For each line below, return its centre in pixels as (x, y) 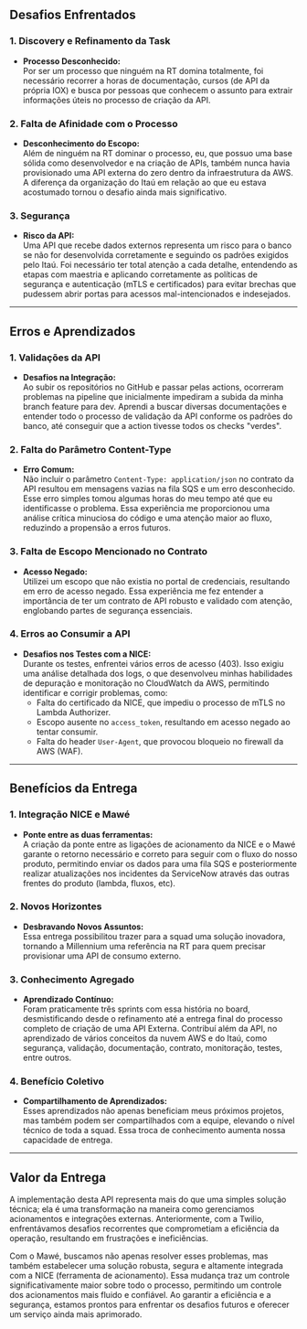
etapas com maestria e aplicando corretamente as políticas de (140, 274)
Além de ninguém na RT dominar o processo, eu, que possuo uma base (157, 153)
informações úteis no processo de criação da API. (117, 100)
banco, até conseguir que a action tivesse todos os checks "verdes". (152, 425)
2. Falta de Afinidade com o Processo (94, 123)
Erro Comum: (48, 469)
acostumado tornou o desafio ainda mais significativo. (125, 192)
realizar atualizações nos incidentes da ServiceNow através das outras (156, 873)
